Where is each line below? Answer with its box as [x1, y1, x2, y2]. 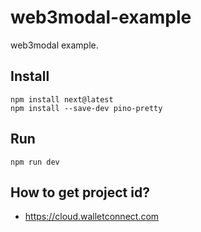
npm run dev [10, 157, 60, 167]
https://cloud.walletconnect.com [24, 211, 160, 223]
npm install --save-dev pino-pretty [10, 103, 163, 113]
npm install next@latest [10, 94, 114, 105]
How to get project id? [10, 184, 150, 201]
